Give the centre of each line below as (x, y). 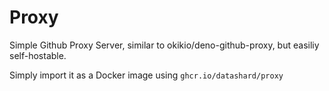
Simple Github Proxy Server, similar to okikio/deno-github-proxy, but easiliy (164, 45)
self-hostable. (38, 55)
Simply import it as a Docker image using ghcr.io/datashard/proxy (146, 75)
